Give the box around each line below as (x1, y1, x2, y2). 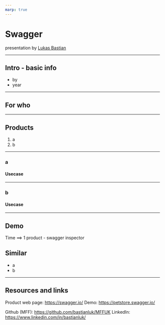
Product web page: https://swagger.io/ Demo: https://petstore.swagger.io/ (5, 299, 156, 305)
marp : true (5, 7, 27, 12)
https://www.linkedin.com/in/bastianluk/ (5, 314, 86, 320)
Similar (5, 249, 27, 257)
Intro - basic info (5, 64, 57, 72)
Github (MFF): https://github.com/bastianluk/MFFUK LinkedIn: (5, 309, 130, 315)
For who (5, 101, 30, 109)
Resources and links (5, 287, 69, 295)
